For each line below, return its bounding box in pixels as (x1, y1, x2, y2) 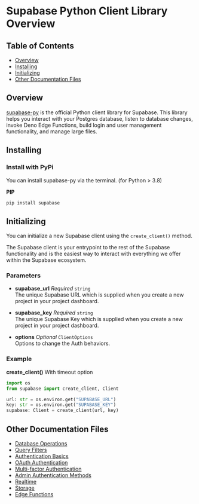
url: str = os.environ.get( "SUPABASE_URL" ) (6, 396, 117, 402)
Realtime (14, 478, 37, 485)
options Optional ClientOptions (14, 334, 94, 341)
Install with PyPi (6, 163, 54, 172)
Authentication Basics (14, 453, 69, 460)
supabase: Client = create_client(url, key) (6, 408, 119, 414)
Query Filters (14, 446, 47, 453)
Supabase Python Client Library (6, 4, 168, 18)
